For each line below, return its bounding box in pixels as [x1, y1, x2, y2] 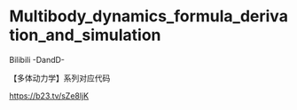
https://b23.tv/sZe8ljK [9, 90, 90, 101]
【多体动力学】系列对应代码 [9, 73, 111, 83]
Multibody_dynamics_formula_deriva [9, 6, 288, 27]
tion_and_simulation [9, 25, 161, 45]
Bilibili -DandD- [9, 54, 65, 65]
